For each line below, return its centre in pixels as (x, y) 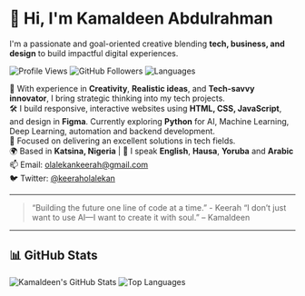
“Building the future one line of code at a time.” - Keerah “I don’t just (159, 207)
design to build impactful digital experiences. (94, 53)
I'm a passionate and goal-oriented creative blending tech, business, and (147, 44)
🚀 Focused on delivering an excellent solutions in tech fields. (123, 141)
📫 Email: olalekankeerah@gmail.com (79, 164)
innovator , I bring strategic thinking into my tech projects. (117, 98)
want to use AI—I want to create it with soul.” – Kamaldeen (141, 217)
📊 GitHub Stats (54, 256)
